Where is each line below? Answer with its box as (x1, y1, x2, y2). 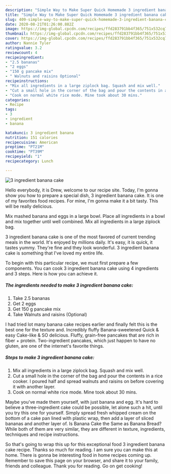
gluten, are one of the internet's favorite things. (5, 343, 104, 349)
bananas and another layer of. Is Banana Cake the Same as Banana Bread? (5, 421, 162, 427)
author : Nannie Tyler (5, 41, 51, 46)
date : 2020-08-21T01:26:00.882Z (5, 21, 74, 27)
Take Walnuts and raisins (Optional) (12, 311, 88, 317)
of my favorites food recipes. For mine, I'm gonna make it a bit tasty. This (5, 198, 159, 204)
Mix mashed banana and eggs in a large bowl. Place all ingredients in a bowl (5, 213, 165, 219)
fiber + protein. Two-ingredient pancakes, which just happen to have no (5, 337, 156, 344)
